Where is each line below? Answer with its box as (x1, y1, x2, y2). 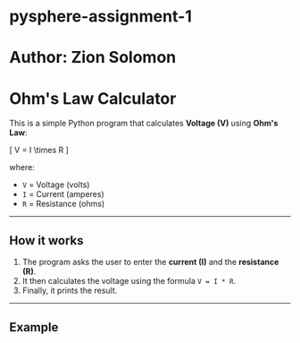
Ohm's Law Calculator (9, 88, 177, 108)
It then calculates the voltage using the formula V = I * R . (21, 276, 237, 287)
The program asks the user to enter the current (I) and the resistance (21, 257, 279, 268)
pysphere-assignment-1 (9, 6, 192, 27)
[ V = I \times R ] (9, 145, 70, 156)
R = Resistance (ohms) (21, 199, 105, 210)
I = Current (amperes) (21, 189, 104, 200)
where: (9, 162, 36, 173)
